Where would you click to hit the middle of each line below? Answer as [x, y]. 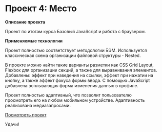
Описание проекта [25, 22]
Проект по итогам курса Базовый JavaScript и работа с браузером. [76, 31]
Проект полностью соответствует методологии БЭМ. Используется [76, 50]
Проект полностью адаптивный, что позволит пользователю [68, 95]
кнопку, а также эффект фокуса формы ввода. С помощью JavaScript [78, 80]
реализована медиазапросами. [38, 105]
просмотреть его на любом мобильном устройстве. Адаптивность [75, 100]
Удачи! [12, 124]
